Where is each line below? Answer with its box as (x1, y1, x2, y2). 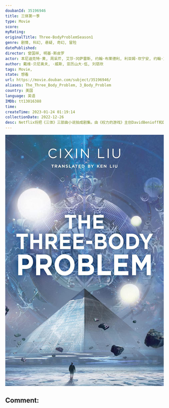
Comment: (5, 396, 39, 404)
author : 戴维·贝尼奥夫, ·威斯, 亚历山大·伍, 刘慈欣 (5, 61, 104, 67)
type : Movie (5, 19, 30, 24)
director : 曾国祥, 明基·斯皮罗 (5, 50, 65, 56)
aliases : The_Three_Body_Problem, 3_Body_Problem (5, 83, 112, 88)
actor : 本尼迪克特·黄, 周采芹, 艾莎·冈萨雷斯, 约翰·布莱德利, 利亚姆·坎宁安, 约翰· (5, 56, 163, 61)
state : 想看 (5, 72, 29, 77)
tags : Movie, (5, 67, 33, 72)
